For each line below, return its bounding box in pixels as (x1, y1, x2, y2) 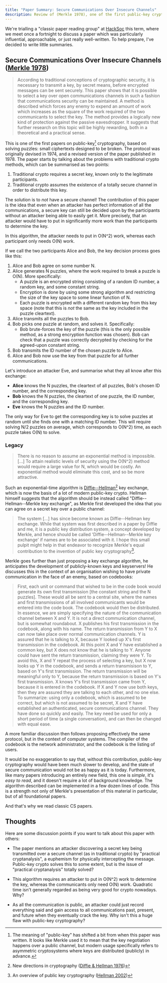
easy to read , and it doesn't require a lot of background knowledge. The (5, 777, 153, 783)
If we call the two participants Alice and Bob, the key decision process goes (5, 248, 161, 254)
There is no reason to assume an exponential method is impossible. (17, 453, 156, 459)
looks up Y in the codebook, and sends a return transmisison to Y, (17, 663, 153, 669)
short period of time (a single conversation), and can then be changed (17, 715, 162, 721)
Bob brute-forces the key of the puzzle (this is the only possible (19, 326, 151, 332)
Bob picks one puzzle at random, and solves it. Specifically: (12, 321, 135, 327)
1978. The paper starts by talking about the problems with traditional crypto (5, 156, 160, 162)
